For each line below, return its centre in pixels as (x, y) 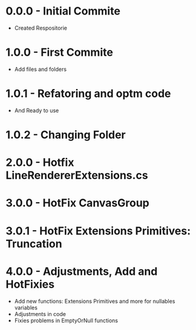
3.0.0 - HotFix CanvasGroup (77, 203)
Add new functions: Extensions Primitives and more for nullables (95, 301)
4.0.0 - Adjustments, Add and (82, 271)
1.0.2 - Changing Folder (66, 135)
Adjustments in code (40, 314)
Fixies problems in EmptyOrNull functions (66, 320)
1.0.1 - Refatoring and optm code (88, 94)
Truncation (34, 244)
